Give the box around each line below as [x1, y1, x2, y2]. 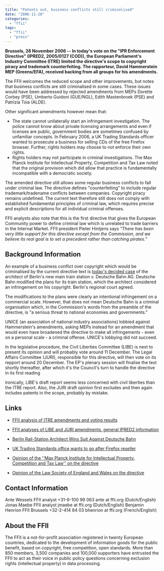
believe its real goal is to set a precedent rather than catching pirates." [5, 236, 147, 242]
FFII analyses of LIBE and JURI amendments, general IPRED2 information [12, 426, 159, 432]
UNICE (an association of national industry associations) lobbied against [5, 319, 150, 324]
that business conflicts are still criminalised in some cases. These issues [5, 83, 151, 89]
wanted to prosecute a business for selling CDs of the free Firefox [12, 139, 145, 145]
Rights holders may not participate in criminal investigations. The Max [12, 154, 152, 160]
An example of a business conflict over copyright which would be [5, 263, 137, 269]
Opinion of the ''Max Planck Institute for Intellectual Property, [12, 455, 135, 461]
